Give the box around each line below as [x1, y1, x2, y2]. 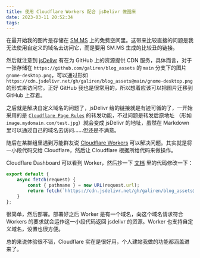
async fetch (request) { [17, 177, 76, 183]
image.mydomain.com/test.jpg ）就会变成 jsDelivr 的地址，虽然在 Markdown [6, 119, 189, 127]
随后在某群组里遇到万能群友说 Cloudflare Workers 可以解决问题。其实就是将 [6, 139, 192, 146]
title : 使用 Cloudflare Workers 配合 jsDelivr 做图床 [6, 8, 136, 15]
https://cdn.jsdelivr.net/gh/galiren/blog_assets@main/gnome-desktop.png [6, 78, 193, 84]
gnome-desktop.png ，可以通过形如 [6, 72, 88, 79]
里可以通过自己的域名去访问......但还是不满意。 [6, 127, 120, 134]
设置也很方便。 [26, 225, 64, 232]
